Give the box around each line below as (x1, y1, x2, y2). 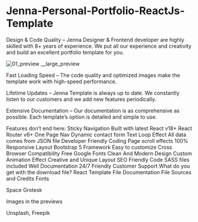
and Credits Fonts (6, 175, 50, 182)
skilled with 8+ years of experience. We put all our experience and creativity (6, 43, 192, 50)
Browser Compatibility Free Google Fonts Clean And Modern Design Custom (6, 149, 192, 157)
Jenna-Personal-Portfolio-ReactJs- (6, 4, 185, 18)
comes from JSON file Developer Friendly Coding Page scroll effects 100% (6, 137, 189, 144)
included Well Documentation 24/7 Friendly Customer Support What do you (6, 162, 190, 169)
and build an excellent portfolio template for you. (6, 48, 124, 56)
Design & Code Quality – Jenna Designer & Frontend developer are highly (6, 36, 184, 43)
